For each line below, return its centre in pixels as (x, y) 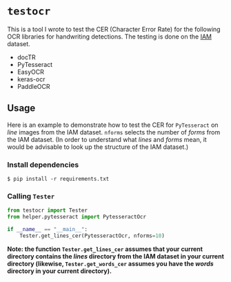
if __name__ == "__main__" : (48, 230)
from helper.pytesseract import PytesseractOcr (77, 217)
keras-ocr (31, 79)
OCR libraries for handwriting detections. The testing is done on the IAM (110, 37)
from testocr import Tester (48, 211)
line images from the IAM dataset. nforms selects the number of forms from (114, 132)
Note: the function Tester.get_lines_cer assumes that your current (105, 249)
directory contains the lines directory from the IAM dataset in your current (115, 256)
